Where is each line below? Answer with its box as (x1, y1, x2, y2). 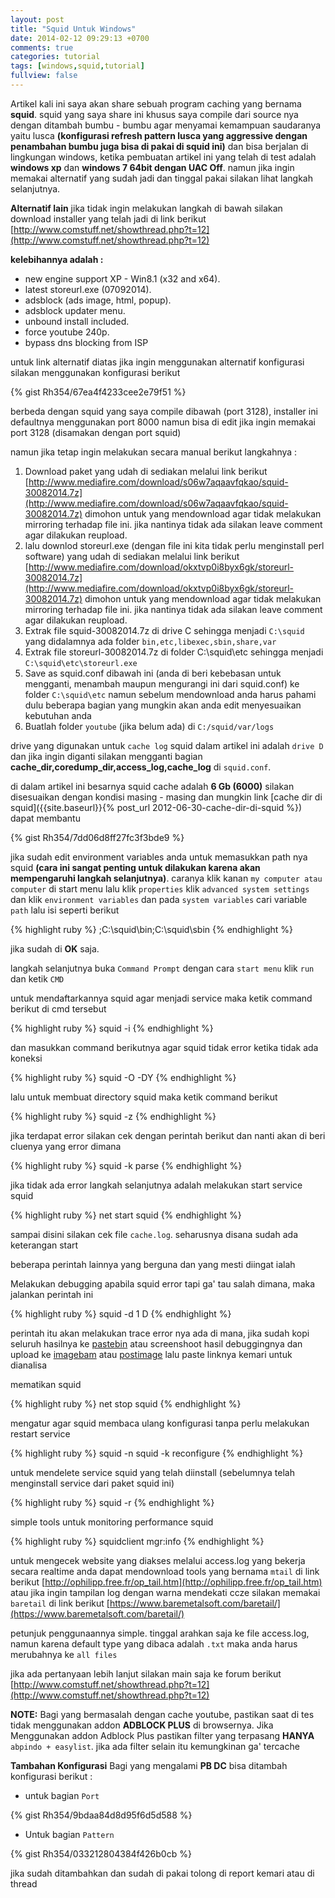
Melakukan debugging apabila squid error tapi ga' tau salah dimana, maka (10, 1277, 316, 1290)
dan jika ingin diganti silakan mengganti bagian (10, 750, 203, 762)
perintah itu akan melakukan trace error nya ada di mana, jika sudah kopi (10, 1327, 310, 1339)
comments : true (10, 42, 74, 53)
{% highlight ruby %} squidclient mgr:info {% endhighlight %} (10, 1535, 265, 1547)
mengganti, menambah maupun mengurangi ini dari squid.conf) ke (24, 677, 300, 690)
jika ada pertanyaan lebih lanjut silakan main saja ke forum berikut (10, 1667, 282, 1680)
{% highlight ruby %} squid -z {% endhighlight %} (10, 1110, 217, 1122)
